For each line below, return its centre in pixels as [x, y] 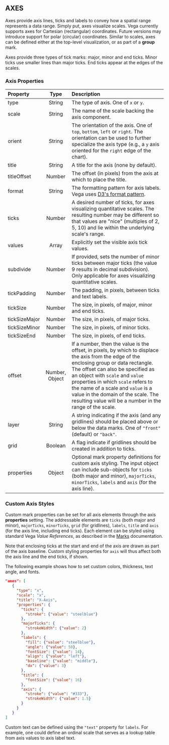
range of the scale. [94, 407]
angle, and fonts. [23, 572]
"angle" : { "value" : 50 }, [52, 647]
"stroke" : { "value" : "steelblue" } [62, 614]
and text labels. [90, 297]
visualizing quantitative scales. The [113, 209]
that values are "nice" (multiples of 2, [116, 221]
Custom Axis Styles [30, 504]
